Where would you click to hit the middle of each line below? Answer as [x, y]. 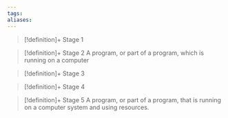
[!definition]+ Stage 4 [54, 86]
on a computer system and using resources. [86, 107]
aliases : [20, 20]
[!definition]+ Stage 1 [54, 39]
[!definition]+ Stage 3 [54, 73]
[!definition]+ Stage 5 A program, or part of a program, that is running [123, 99]
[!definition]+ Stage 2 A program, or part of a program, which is [114, 53]
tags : [15, 13]
